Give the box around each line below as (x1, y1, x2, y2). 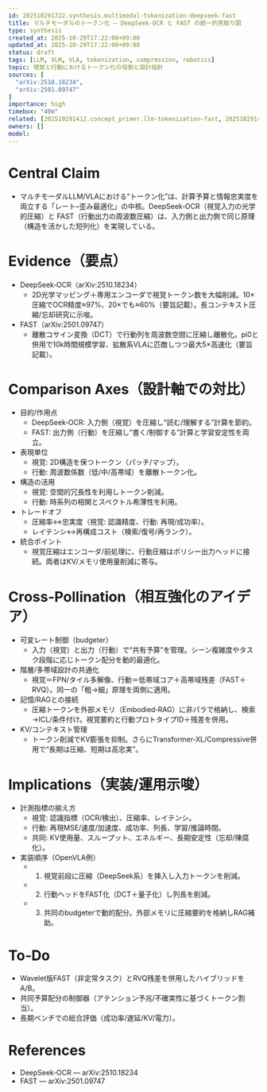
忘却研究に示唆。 (41, 309, 98, 319)
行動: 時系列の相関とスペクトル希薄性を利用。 (31, 498, 182, 507)
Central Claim (8, 164, 101, 182)
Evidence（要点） (8, 252, 127, 270)
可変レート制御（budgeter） (19, 635, 113, 645)
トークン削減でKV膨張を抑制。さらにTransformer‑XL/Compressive (31, 734, 250, 744)
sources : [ (8, 71, 44, 79)
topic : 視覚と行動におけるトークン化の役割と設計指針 (8, 64, 164, 72)
